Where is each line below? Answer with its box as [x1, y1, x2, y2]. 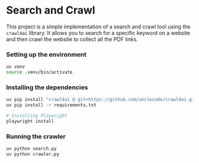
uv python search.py [6, 146, 57, 152]
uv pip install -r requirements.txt [6, 102, 97, 108]
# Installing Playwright [6, 113, 68, 119]
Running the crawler [6, 132, 66, 141]
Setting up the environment [6, 50, 87, 58]
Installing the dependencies [6, 83, 88, 92]
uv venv [6, 64, 25, 70]
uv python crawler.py [6, 151, 60, 157]
